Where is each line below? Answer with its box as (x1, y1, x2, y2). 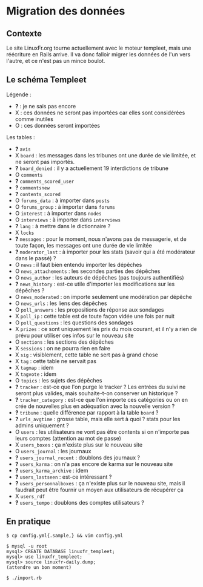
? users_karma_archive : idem (15, 467, 88, 474)
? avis (15, 145, 32, 152)
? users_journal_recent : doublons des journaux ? (15, 454, 141, 461)
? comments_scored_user (15, 177, 75, 185)
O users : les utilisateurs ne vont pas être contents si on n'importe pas (15, 428, 190, 435)
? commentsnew (15, 183, 50, 191)
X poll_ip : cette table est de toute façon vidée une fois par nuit (15, 312, 175, 320)
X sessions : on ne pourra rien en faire (15, 344, 111, 352)
